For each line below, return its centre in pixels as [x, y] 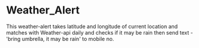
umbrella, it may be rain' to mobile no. [68, 39]
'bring [13, 39]
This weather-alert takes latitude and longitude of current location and [92, 26]
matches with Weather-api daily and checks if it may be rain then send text [98, 32]
